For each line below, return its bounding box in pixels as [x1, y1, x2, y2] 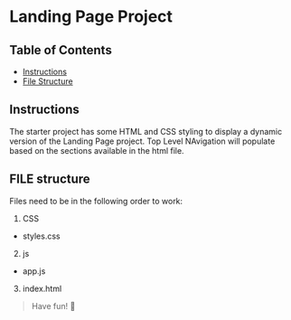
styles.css [22, 231, 61, 241]
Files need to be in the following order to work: [9, 195, 183, 206]
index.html [22, 283, 62, 294]
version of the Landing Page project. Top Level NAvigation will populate [9, 136, 276, 146]
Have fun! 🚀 [31, 300, 76, 311]
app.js [22, 265, 46, 277]
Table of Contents [9, 42, 113, 58]
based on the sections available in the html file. [9, 145, 184, 155]
